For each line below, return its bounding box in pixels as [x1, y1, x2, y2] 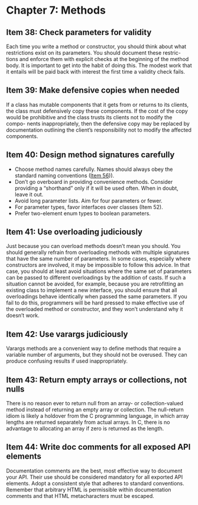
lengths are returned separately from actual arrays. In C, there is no [6, 419, 170, 426]
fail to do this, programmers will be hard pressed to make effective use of [6, 299, 185, 306]
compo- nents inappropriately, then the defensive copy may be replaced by [6, 120, 190, 127]
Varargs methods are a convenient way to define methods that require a [6, 345, 181, 352]
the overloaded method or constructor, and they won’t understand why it [6, 306, 183, 313]
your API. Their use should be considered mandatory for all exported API [6, 473, 183, 481]
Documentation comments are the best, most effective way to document [6, 467, 183, 474]
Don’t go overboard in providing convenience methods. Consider [14, 178, 173, 185]
